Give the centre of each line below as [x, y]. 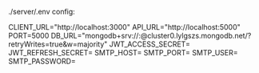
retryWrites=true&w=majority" [58, 44]
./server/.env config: [42, 12]
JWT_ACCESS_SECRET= [149, 44]
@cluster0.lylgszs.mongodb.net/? [196, 36]
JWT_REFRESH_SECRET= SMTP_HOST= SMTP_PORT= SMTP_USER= [123, 53]
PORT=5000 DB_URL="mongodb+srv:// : [75, 36]
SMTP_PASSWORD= [42, 61]
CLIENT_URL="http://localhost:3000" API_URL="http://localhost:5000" [125, 27]
